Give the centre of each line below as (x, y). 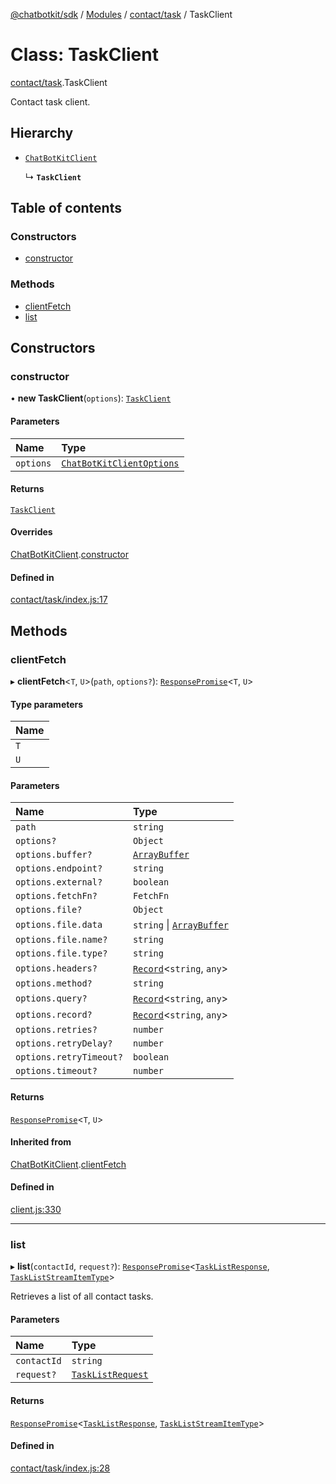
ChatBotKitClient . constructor (70, 555)
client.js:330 (36, 1209)
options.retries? (56, 1030)
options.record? (54, 1015)
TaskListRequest (110, 1375)
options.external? (59, 882)
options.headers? (56, 968)
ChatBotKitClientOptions (120, 463)
